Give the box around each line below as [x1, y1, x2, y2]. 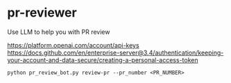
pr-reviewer [7, 5, 78, 21]
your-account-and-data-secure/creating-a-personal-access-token [7, 55, 198, 64]
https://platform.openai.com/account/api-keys [7, 41, 140, 49]
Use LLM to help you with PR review [7, 28, 110, 36]
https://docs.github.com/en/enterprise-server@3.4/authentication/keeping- [7, 48, 224, 57]
